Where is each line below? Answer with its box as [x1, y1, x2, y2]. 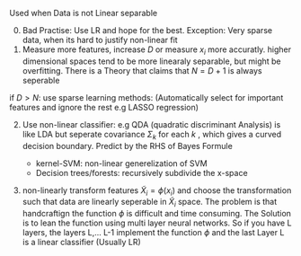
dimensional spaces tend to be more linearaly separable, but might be [22, 56, 281, 66]
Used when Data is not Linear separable [9, 8, 158, 18]
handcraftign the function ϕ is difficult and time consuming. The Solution [22, 208, 292, 219]
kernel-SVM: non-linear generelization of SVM [35, 157, 208, 169]
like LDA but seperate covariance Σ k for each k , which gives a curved [22, 128, 281, 142]
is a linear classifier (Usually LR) [22, 237, 141, 248]
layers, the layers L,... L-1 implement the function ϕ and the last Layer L [22, 227, 285, 238]
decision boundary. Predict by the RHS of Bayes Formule [22, 140, 234, 151]
